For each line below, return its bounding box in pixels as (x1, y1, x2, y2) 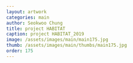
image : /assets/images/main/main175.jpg (6, 37, 109, 43)
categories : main (6, 14, 50, 20)
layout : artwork (6, 8, 47, 15)
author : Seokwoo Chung (6, 20, 63, 26)
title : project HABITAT (6, 25, 66, 32)
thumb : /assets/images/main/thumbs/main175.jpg (6, 43, 128, 49)
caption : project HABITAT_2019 (6, 31, 84, 37)
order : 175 (6, 48, 34, 54)
